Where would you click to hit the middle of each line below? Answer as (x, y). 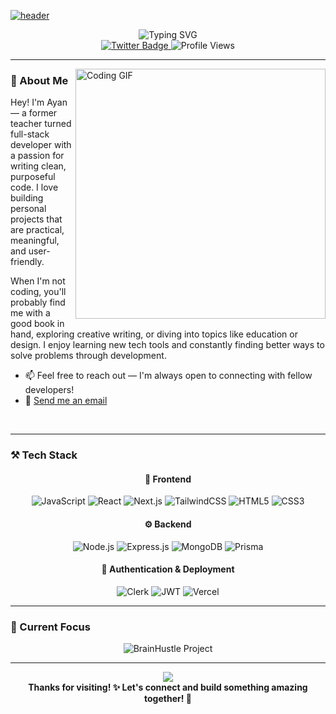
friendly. (27, 262)
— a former (34, 113)
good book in (37, 324)
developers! (49, 390)
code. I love (34, 187)
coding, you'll (38, 292)
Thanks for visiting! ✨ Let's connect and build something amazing (168, 687)
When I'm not (38, 281)
